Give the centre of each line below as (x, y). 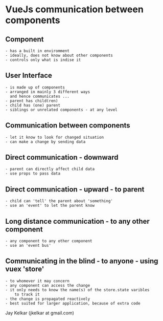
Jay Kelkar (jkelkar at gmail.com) (40, 313)
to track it (27, 294)
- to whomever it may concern (38, 281)
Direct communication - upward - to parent (75, 189)
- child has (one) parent (33, 105)
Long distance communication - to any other (77, 221)
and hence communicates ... (40, 96)
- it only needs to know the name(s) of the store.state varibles (77, 290)
